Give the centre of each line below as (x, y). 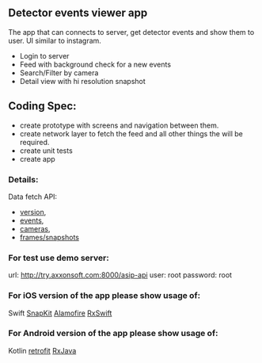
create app (37, 159)
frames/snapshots (49, 237)
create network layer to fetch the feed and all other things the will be (131, 133)
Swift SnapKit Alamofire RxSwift (60, 313)
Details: (23, 179)
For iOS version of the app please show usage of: (104, 296)
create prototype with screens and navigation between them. (119, 125)
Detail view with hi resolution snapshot (83, 81)
